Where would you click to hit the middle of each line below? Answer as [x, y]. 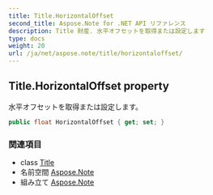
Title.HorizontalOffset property [89, 86]
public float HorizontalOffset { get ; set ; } [86, 122]
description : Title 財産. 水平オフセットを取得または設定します [107, 31]
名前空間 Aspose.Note [57, 172]
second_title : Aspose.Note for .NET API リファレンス [97, 23]
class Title [37, 162]
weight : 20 [27, 46]
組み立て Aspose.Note [57, 182]
